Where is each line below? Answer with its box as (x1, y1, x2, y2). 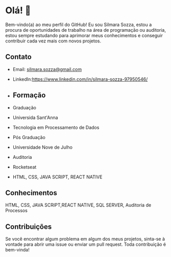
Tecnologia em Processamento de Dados (12, 124, 100, 130)
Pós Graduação (12, 134, 46, 140)
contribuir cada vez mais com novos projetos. (5, 38, 102, 44)
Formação (12, 91, 46, 100)
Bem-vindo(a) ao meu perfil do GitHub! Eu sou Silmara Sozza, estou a (5, 21, 152, 28)
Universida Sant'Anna (12, 114, 58, 121)
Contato (5, 53, 32, 61)
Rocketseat (12, 163, 37, 170)
